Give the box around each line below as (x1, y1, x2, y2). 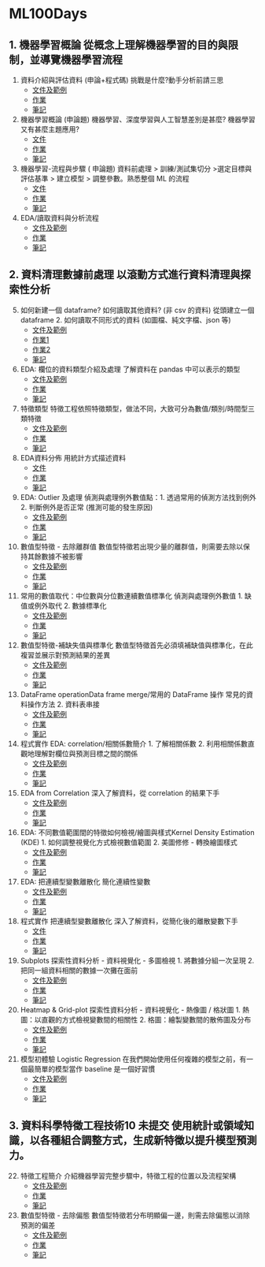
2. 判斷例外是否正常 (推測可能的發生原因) (20, 502, 153, 512)
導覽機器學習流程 (39, 53, 123, 66)
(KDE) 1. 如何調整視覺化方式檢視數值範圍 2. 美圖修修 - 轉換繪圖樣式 (20, 837, 238, 847)
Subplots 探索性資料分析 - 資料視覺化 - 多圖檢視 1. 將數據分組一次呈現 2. (20, 956, 255, 965)
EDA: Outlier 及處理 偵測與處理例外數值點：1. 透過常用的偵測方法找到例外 (20, 492, 256, 501)
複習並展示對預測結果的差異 (20, 650, 111, 659)
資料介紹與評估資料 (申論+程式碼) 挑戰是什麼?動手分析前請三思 (20, 76, 224, 84)
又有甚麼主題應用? (20, 125, 79, 134)
